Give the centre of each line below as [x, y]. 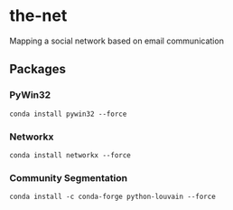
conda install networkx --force [70, 155]
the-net [38, 16]
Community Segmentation [69, 177]
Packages [37, 69]
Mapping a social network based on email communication [116, 41]
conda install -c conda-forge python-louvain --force [113, 197]
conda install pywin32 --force [68, 114]
